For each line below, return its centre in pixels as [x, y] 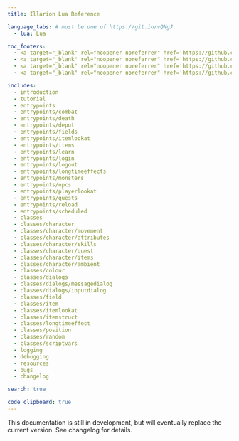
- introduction [36, 92]
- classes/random [39, 337]
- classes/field [38, 297]
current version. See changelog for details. [70, 430]
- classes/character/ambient [57, 264]
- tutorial [30, 99]
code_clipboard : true [39, 403]
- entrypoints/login [44, 158]
